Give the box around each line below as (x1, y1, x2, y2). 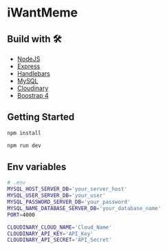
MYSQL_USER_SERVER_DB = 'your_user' (7, 192, 107, 199)
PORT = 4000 (7, 211, 36, 218)
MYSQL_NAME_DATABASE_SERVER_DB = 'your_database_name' (7, 205, 162, 211)
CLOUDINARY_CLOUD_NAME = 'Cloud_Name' (7, 224, 112, 231)
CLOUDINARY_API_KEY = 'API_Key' (7, 230, 94, 237)
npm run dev (7, 142, 41, 149)
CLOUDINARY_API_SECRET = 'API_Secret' (7, 236, 112, 244)
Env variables (7, 160, 67, 173)
